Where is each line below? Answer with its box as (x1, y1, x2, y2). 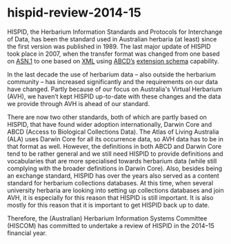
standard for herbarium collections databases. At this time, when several (7, 179, 214, 187)
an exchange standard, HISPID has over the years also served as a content (7, 171, 219, 180)
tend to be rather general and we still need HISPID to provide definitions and (7, 150, 223, 158)
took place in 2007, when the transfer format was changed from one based (7, 50, 220, 58)
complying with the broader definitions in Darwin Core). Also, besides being (7, 164, 223, 172)
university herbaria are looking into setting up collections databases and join (7, 186, 224, 194)
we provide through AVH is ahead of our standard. (7, 99, 150, 108)
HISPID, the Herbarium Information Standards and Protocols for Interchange (7, 28, 223, 36)
